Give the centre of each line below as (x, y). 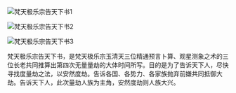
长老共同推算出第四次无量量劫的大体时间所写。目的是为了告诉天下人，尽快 (121, 65)
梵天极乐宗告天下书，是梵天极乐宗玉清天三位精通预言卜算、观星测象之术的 (115, 56)
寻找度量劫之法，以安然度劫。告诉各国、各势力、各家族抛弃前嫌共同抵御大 (115, 74)
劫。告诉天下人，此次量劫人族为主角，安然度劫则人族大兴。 (93, 83)
